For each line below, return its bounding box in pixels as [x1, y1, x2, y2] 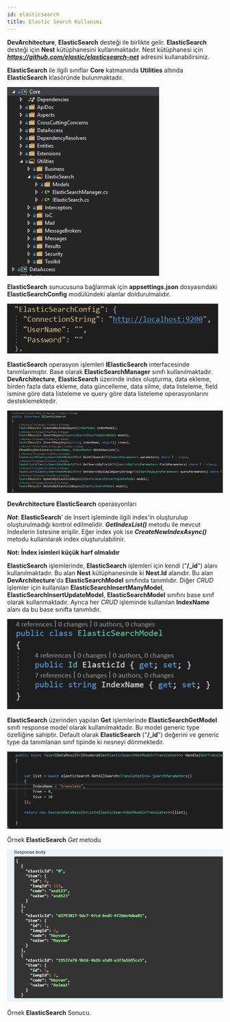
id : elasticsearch [7, 11, 60, 18]
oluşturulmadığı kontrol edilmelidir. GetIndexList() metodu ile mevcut [7, 520, 201, 529]
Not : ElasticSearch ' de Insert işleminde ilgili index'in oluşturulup [7, 513, 188, 522]
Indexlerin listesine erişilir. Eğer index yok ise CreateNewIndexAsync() [7, 528, 207, 536]
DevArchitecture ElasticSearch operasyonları [7, 500, 137, 508]
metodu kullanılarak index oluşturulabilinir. [7, 535, 125, 544]
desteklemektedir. [7, 397, 58, 405]
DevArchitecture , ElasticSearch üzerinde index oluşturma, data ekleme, [7, 375, 212, 383]
